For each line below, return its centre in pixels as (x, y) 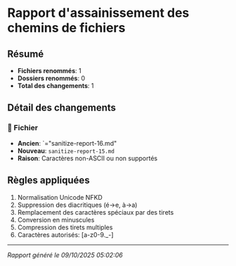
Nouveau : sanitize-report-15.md (66, 151)
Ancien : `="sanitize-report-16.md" (67, 143)
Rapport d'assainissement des (98, 13)
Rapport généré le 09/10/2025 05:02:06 (65, 255)
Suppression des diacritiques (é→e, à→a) (77, 205)
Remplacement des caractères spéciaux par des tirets (96, 212)
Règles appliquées (48, 180)
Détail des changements (62, 108)
